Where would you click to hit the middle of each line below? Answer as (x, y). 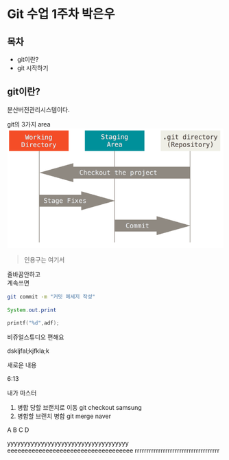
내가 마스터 (22, 393)
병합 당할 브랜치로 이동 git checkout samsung (79, 408)
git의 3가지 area (29, 124)
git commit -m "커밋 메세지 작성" (51, 296)
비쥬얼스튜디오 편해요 (36, 337)
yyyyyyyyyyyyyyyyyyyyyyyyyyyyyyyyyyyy (68, 443)
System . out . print (32, 310)
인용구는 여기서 (44, 259)
